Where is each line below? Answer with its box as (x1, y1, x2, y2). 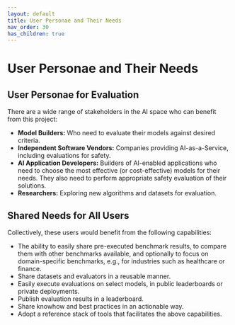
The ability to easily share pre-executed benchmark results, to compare (17, 242, 227, 251)
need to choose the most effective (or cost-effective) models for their (17, 166, 221, 175)
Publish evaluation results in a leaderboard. (17, 295, 144, 303)
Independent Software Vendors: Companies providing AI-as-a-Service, (17, 144, 229, 152)
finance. (17, 265, 42, 273)
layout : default (7, 10, 55, 18)
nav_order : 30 (7, 23, 50, 30)
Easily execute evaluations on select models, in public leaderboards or (17, 280, 223, 288)
